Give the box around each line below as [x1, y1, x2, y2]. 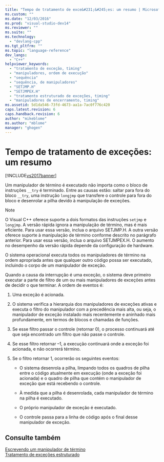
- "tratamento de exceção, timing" [9, 66, 82, 71]
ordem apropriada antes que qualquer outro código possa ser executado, [5, 257, 153, 263]
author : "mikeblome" [5, 116, 47, 121]
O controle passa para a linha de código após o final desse [19, 414, 138, 420]
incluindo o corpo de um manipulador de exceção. [5, 262, 106, 269]
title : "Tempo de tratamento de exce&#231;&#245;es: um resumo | [5, 7, 141, 12]
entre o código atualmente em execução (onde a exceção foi [19, 370, 142, 376]
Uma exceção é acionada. [12, 292, 65, 298]
